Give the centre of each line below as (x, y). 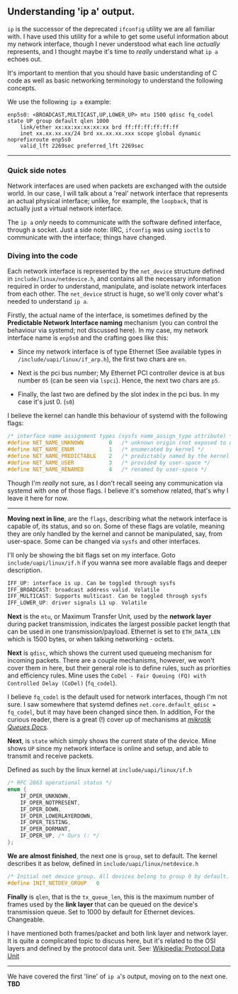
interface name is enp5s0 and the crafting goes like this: (88, 338)
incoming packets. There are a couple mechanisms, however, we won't (111, 661)
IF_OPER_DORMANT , (46, 829)
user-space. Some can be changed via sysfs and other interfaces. (104, 541)
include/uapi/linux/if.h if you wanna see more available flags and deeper (118, 562)
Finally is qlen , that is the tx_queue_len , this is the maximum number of (111, 897)
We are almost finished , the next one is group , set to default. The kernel (112, 855)
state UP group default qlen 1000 (58, 121)
